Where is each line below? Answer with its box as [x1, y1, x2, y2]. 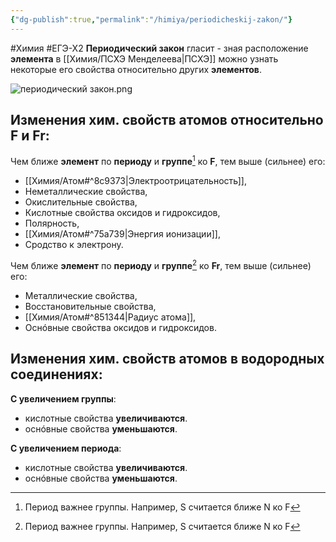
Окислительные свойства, [24, 196, 138, 208]
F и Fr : [10, 127, 50, 145]
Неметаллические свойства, [24, 186, 148, 198]
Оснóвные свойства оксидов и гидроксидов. [24, 321, 217, 333]
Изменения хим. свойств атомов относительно [10, 112, 324, 129]
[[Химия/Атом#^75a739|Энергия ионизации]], [24, 228, 221, 240]
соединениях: [10, 366, 103, 383]
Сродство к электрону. [24, 239, 124, 251]
